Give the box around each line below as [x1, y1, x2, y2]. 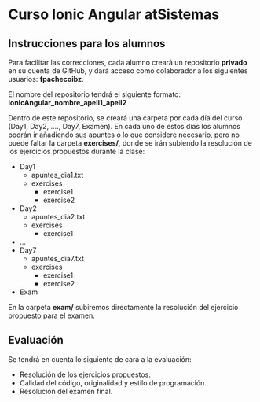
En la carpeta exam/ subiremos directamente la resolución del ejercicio [8, 303, 239, 312]
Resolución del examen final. [19, 386, 113, 396]
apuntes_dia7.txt [31, 254, 85, 263]
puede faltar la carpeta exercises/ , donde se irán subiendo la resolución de [8, 138, 253, 147]
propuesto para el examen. [8, 311, 96, 320]
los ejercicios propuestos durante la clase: [8, 147, 145, 156]
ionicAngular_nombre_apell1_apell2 [8, 98, 127, 107]
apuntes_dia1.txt [31, 171, 84, 179]
